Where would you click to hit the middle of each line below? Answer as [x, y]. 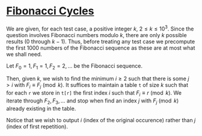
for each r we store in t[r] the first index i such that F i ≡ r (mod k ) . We [94, 93]
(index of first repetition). [37, 126]
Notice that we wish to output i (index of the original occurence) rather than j [101, 120]
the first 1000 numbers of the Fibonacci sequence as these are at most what [101, 48]
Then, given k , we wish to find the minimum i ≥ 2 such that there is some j [98, 78]
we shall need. [24, 54]
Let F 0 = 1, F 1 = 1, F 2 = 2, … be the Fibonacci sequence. [75, 66]
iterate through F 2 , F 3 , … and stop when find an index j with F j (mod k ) [93, 101]
